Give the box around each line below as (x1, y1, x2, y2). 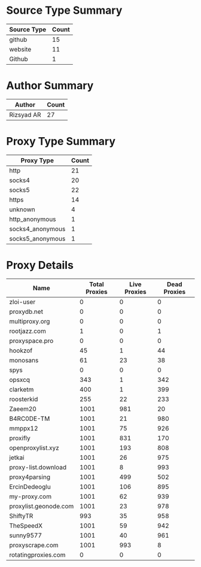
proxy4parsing (9, 472, 51, 481)
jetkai (9, 453, 25, 462)
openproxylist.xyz (9, 444, 60, 452)
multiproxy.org (9, 317, 50, 325)
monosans (9, 356, 39, 364)
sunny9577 (9, 531, 42, 539)
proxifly (9, 433, 31, 442)
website (9, 45, 32, 53)
